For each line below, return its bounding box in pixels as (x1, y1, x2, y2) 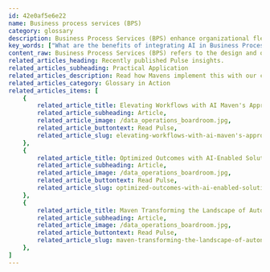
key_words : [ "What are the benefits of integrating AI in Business (8, 42, 239, 50)
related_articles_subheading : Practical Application (8, 64, 189, 72)
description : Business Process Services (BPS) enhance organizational (8, 34, 250, 43)
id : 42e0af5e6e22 (8, 11, 67, 20)
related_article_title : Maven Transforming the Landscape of (37, 206, 247, 214)
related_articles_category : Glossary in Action (8, 79, 171, 87)
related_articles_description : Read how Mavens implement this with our (8, 72, 257, 80)
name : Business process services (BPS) (8, 19, 142, 27)
